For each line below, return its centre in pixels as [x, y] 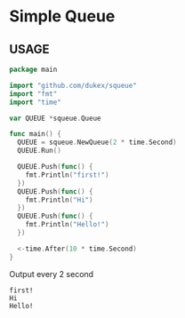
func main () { [36, 134]
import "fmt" [33, 94]
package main [33, 69]
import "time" [36, 102]
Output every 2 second [52, 274]
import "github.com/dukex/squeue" [73, 85]
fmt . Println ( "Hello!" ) [67, 225]
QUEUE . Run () [40, 151]
